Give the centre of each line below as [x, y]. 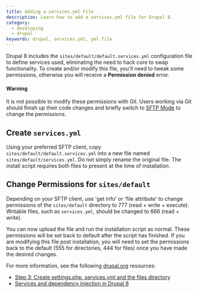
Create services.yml [44, 133]
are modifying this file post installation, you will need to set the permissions [98, 242]
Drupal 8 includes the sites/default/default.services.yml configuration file [99, 56]
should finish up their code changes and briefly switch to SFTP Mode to [94, 108]
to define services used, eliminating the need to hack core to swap [87, 62]
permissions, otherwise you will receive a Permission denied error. [88, 75]
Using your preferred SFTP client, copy [54, 147]
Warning [17, 88]
